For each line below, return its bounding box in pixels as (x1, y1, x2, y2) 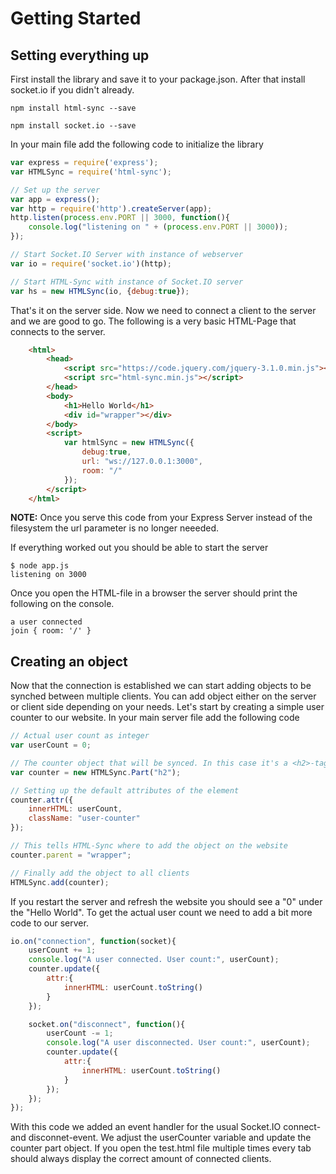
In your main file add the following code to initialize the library (10, 138, 264, 150)
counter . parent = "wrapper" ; (10, 850, 132, 860)
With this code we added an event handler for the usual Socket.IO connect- (10, 1121, 322, 1133)
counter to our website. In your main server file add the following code (10, 712, 300, 724)
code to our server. (10, 917, 89, 929)
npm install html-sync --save (10, 103, 137, 113)
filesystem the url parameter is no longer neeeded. (10, 522, 220, 534)
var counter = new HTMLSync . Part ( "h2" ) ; (10, 767, 182, 777)
